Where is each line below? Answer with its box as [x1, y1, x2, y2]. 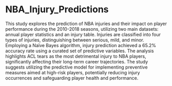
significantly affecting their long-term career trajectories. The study [5, 58, 148, 64]
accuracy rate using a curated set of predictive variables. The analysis [5, 48, 154, 54]
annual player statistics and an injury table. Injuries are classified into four [5, 31, 161, 37]
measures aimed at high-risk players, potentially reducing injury [5, 69, 140, 75]
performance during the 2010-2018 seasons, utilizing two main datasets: [5, 26, 159, 32]
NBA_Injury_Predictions [5, 4, 109, 15]
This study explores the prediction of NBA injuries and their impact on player [5, 20, 167, 27]
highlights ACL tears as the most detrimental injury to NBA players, [5, 53, 146, 59]
